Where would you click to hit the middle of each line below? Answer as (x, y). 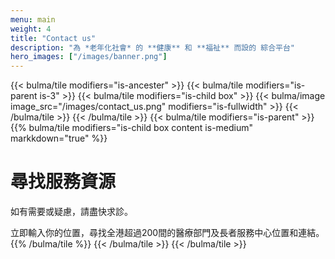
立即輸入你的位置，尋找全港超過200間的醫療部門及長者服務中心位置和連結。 (167, 233)
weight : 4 (31, 29)
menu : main (33, 19)
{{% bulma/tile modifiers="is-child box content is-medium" (132, 128)
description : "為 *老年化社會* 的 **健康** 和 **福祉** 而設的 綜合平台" (153, 47)
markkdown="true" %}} (59, 138)
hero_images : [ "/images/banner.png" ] (89, 57)
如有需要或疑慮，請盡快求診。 (71, 212)
